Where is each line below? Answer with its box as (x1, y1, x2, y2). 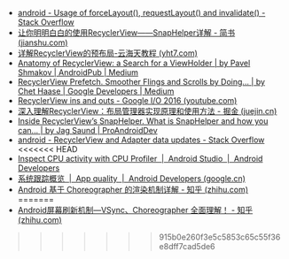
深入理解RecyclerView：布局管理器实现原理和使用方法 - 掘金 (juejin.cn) (17, 106, 277, 116)
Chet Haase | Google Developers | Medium (17, 86, 175, 96)
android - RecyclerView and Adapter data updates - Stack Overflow (17, 134, 265, 145)
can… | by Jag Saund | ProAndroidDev (17, 126, 158, 135)
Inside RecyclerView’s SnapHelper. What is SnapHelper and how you (17, 116, 269, 126)
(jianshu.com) (17, 37, 68, 48)
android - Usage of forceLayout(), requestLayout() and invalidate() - (17, 8, 266, 18)
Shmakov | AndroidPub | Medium (17, 67, 139, 78)
